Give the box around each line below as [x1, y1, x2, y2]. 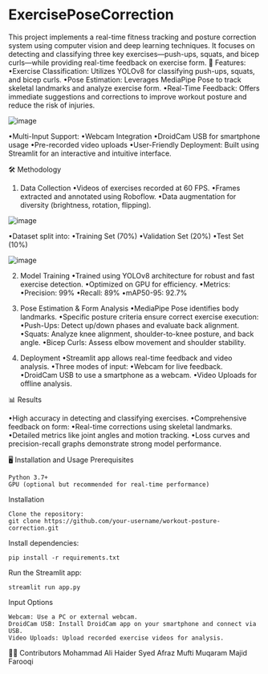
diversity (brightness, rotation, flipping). [19, 200, 152, 209]
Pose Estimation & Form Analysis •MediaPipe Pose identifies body [19, 303, 239, 313]
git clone [8, 517, 42, 525]
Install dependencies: [8, 538, 79, 547]
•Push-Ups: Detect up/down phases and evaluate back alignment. [19, 320, 239, 330]
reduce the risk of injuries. [8, 100, 95, 110]
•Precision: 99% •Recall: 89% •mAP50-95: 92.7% [19, 287, 188, 298]
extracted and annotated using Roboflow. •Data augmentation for [19, 191, 237, 201]
